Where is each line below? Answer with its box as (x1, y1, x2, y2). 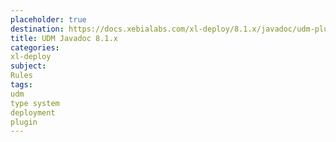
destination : (10, 24, 65, 34)
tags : (10, 80, 33, 90)
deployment (10, 107, 56, 118)
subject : (10, 61, 47, 71)
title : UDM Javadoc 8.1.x (10, 33, 118, 43)
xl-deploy (10, 52, 52, 62)
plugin (10, 117, 38, 127)
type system (10, 98, 60, 108)
